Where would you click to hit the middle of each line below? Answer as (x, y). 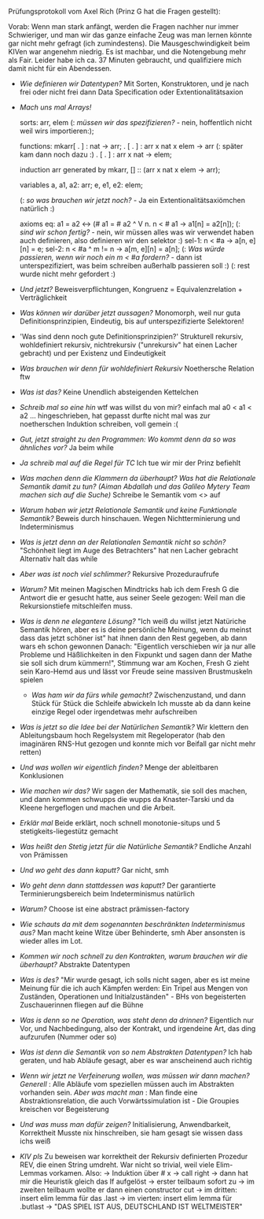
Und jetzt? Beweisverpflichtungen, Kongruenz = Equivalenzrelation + (131, 289)
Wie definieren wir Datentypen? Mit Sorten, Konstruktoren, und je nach (134, 83)
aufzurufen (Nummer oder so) (68, 1037)
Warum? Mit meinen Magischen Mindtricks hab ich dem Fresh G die (129, 589)
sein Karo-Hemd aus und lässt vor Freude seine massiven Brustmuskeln (136, 671)
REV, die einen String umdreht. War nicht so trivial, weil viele (117, 1165)
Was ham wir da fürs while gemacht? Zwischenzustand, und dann (138, 695)
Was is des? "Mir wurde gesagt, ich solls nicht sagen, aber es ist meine (135, 980)
